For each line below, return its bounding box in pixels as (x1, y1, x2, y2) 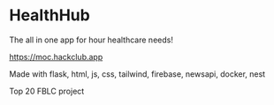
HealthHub (9, 5, 90, 26)
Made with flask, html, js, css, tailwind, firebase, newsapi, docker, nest (9, 68, 266, 79)
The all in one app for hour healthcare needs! (9, 34, 174, 45)
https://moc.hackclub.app (9, 51, 103, 62)
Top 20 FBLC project (9, 86, 85, 96)
